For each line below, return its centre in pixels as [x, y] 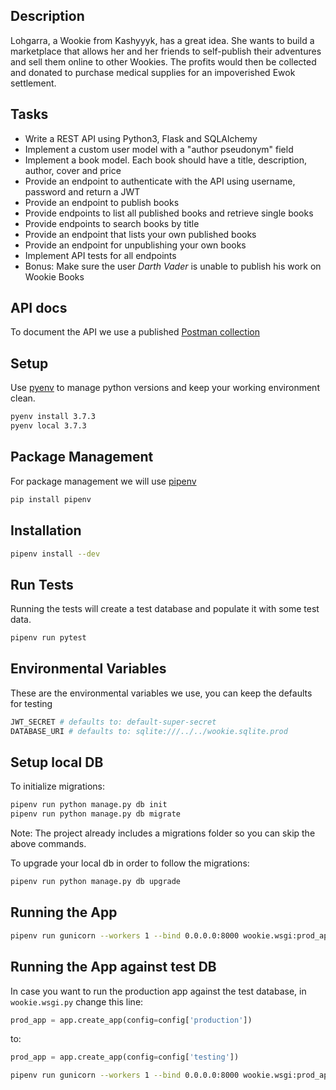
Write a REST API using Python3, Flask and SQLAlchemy [141, 138]
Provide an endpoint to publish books [102, 202]
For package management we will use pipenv [103, 481]
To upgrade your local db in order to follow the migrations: [130, 863]
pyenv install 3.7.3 [53, 417]
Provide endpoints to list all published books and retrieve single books [169, 213]
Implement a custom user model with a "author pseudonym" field [159, 149]
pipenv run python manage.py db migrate [96, 814]
